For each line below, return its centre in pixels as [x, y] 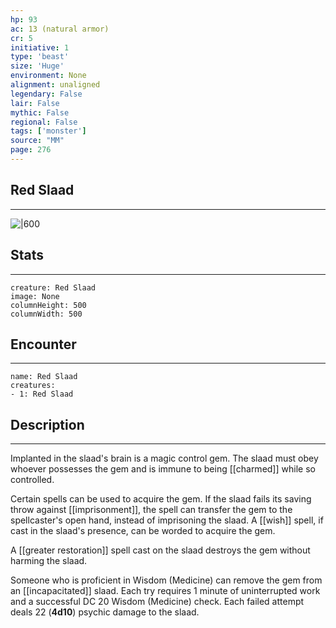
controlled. [32, 480]
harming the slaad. [49, 561]
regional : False [44, 122]
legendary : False [46, 94]
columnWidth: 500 [46, 314]
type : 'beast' [40, 57]
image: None [35, 296]
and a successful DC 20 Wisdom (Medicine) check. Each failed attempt [157, 602]
